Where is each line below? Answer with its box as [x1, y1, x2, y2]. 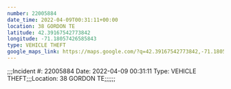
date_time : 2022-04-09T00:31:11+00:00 [7, 16, 118, 23]
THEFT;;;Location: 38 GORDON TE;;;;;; [7, 74, 115, 82]
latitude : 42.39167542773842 [7, 29, 91, 36]
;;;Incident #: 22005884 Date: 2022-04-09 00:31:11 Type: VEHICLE [7, 66, 197, 75]
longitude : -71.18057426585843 [7, 36, 97, 42]
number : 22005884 [7, 10, 57, 17]
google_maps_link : [7, 49, 60, 55]
